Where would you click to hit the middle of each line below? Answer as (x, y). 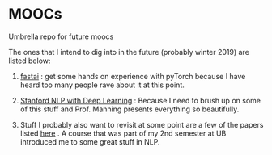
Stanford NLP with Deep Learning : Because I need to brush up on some (140, 100)
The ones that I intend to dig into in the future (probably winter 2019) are (129, 52)
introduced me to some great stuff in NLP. (90, 141)
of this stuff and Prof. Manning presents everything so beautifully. (130, 109)
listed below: (30, 61)
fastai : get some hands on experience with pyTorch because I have (133, 76)
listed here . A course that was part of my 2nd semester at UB (123, 133)
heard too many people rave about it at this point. (102, 85)
